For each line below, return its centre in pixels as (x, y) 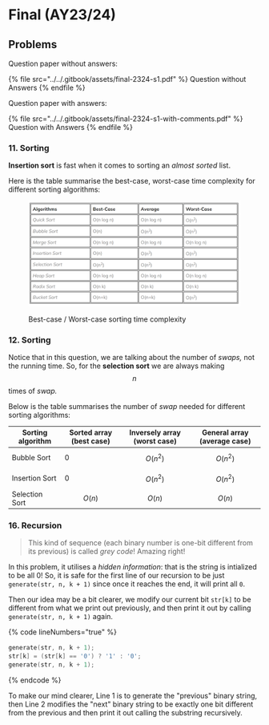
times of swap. (33, 391)
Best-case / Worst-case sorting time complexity (107, 319)
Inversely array (155, 433)
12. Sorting (30, 340)
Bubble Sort (31, 458)
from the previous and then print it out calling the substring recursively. (125, 712)
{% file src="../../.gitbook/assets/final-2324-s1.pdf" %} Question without (127, 79)
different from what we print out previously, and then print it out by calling (130, 608)
